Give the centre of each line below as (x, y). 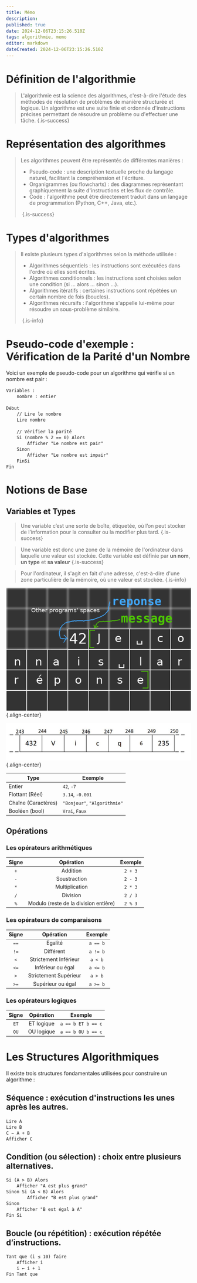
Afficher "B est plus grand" (63, 1198)
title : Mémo (21, 12)
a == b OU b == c (81, 1032)
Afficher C (19, 1139)
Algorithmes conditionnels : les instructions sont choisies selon (105, 278)
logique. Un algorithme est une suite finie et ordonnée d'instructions (103, 108)
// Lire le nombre (39, 414)
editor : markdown (27, 43)
